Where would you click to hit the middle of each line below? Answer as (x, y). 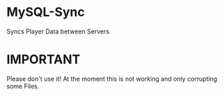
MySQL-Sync (46, 12)
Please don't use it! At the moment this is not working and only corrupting (112, 79)
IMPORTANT (43, 59)
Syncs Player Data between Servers (58, 31)
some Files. (23, 86)
